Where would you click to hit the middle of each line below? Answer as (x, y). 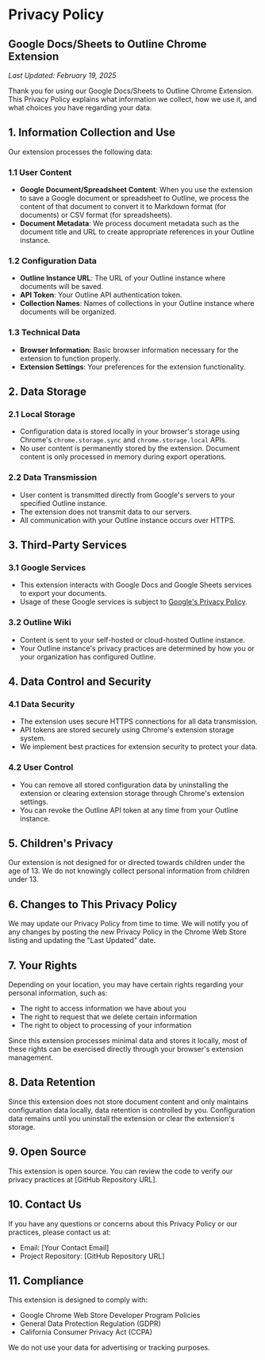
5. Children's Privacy (61, 844)
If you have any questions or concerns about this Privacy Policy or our (123, 1223)
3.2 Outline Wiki (40, 623)
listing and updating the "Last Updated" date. (82, 941)
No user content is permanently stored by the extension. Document (130, 448)
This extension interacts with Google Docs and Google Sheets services (136, 585)
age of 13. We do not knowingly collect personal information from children (129, 871)
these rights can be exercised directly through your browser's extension (126, 1049)
